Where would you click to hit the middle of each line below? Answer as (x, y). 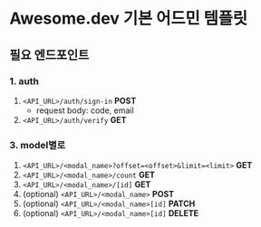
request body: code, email (85, 110)
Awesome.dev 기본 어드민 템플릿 (129, 19)
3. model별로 (38, 145)
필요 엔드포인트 (49, 55)
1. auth (24, 80)
